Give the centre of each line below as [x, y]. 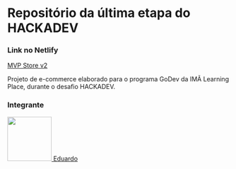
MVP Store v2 [28, 66]
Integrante [26, 105]
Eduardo [65, 158]
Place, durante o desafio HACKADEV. [61, 87]
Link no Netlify [33, 50]
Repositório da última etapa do [99, 13]
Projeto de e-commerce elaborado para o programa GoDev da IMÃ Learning [118, 79]
